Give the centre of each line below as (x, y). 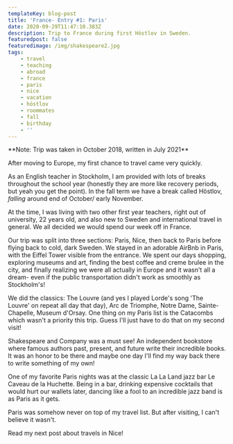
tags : (16, 53)
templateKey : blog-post (42, 14)
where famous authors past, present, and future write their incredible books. (117, 349)
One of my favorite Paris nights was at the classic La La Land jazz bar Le (112, 377)
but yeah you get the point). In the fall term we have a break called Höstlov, (115, 191)
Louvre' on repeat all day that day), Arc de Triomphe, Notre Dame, (102, 306)
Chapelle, (21, 313)
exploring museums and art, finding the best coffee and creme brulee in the (116, 263)
